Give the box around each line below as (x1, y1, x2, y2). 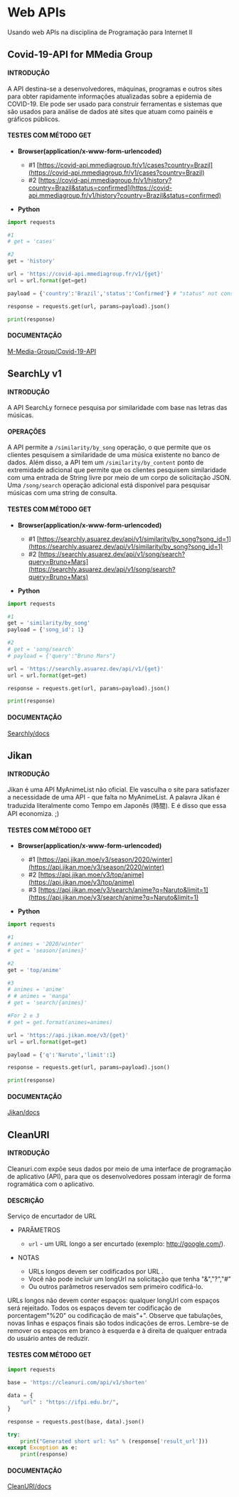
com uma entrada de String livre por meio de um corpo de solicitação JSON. (7, 474, 232, 482)
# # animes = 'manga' (7, 993, 72, 1000)
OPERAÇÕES (7, 427, 46, 436)
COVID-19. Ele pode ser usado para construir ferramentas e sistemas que (7, 99, 223, 108)
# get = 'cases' (7, 238, 55, 245)
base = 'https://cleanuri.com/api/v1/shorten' (7, 1379, 148, 1386)
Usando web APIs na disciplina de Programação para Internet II (7, 28, 193, 36)
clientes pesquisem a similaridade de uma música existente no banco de (7, 451, 221, 459)
